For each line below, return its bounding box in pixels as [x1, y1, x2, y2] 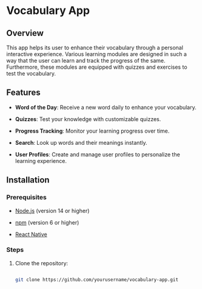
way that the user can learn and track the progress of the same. [6, 57, 166, 64]
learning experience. [15, 157, 67, 164]
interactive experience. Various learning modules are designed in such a [6, 50, 187, 58]
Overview [6, 28, 44, 38]
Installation [6, 175, 50, 186]
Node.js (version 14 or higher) [15, 207, 90, 214]
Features [6, 88, 41, 98]
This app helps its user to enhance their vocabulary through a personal [6, 44, 184, 51]
